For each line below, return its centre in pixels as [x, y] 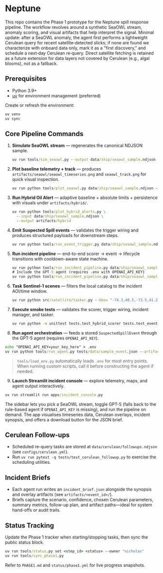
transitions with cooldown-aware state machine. [60, 258]
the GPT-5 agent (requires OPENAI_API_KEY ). [55, 338]
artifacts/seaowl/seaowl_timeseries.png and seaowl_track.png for [79, 174]
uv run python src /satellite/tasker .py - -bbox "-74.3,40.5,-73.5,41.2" [86, 300]
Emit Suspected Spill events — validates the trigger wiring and [75, 230]
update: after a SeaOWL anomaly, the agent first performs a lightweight [76, 38]
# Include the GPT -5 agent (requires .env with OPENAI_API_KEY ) [78, 272]
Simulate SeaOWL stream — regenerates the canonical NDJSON [77, 146]
